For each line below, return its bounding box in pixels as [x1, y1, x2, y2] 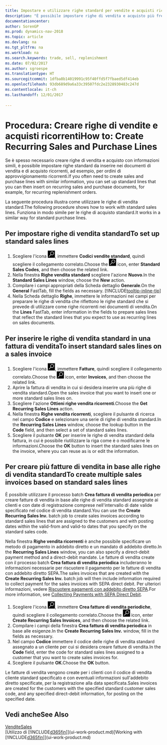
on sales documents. [12, 320, 56, 326]
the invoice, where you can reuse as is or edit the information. [12, 448, 139, 454]
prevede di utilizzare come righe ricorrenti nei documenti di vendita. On [12, 304, 158, 310]
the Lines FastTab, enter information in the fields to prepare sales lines [12, 309, 157, 315]
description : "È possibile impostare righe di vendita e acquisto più [5, 13, 155, 18]
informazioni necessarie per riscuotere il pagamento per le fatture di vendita [5, 565, 161, 571]
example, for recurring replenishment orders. [5, 189, 97, 195]
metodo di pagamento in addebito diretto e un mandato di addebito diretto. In [5, 543, 162, 549]
